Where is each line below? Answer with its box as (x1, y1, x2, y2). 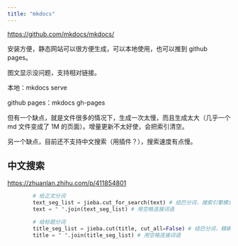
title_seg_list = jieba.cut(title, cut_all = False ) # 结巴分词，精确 (33, 225, 232, 232)
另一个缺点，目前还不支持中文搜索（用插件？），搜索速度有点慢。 (7, 137, 197, 146)
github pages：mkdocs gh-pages (7, 98, 106, 107)
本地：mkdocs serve (7, 83, 67, 92)
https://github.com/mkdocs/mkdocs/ (7, 30, 115, 38)
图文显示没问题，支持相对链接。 (7, 68, 101, 76)
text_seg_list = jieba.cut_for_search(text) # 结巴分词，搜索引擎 (33, 199, 223, 206)
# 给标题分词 (33, 218, 66, 226)
